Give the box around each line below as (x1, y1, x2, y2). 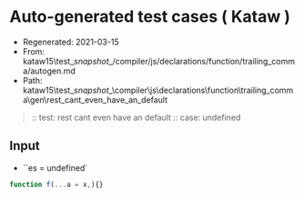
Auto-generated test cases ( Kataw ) (9, 6, 291, 27)
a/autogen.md (22, 65, 76, 76)
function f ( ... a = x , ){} (9, 180, 104, 189)
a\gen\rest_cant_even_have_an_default (22, 94, 168, 105)
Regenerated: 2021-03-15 (22, 36, 120, 47)
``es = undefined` (22, 162, 88, 173)
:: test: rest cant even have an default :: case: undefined (31, 112, 241, 123)
